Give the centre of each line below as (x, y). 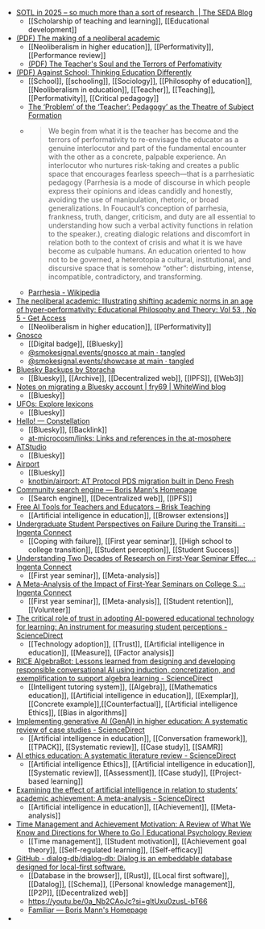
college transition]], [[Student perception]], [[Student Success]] (134, 550)
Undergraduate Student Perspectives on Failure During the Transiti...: (130, 524)
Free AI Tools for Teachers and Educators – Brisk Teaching (113, 507)
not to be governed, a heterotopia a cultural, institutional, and (149, 259)
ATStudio (31, 447)
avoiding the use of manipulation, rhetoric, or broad (133, 199)
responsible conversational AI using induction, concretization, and (126, 670)
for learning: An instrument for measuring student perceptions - (122, 627)
